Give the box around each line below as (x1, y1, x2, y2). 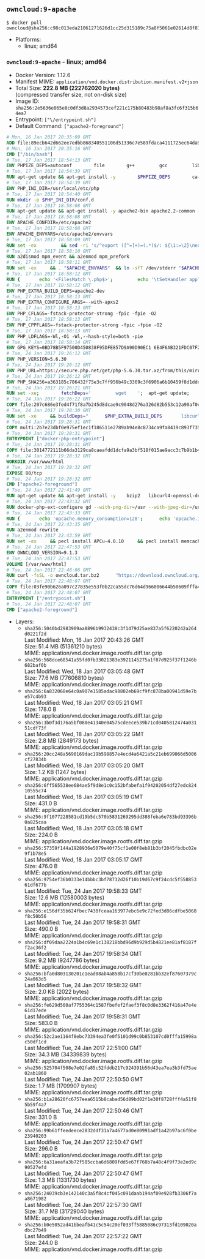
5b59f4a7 (24, 1102, 47, 1108)
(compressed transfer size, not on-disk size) (15, 91, 127, 99)
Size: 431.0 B (24, 799, 57, 807)
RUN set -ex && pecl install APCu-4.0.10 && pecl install (6, 538, 179, 544)
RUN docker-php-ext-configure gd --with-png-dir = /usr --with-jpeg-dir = (6, 504, 192, 510)
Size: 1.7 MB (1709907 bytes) (24, 1082, 98, 1089)
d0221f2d (24, 631, 47, 637)
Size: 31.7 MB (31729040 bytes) (24, 1208, 105, 1215)
